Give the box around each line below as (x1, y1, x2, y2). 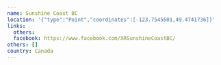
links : (7, 22, 26, 29)
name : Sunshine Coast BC (7, 9, 78, 17)
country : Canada (7, 48, 53, 55)
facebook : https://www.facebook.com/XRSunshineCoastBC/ (13, 35, 176, 42)
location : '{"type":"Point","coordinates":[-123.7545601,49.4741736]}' (7, 16, 216, 23)
